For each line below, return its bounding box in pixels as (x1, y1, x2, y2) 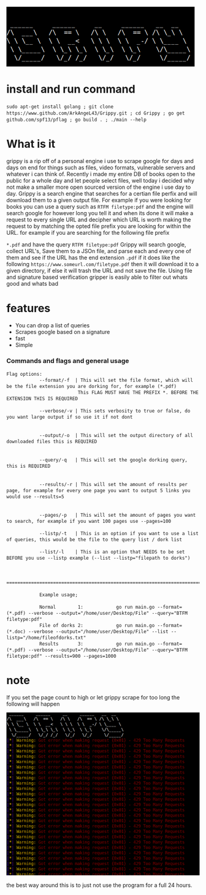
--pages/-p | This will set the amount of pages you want (39, 512, 196, 519)
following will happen (6, 700, 60, 708)
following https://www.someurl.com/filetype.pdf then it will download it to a (6, 260, 199, 267)
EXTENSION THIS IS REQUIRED (6, 396, 78, 402)
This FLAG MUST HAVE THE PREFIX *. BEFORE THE (77, 390, 199, 396)
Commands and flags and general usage (6, 356, 129, 365)
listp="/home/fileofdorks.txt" (6, 635, 86, 641)
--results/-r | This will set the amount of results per (39, 482, 188, 488)
